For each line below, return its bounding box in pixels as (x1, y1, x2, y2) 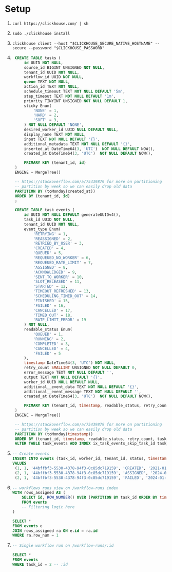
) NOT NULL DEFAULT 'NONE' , (24, 122, 84, 127)
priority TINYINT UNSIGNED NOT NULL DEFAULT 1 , (24, 98, 128, 103)
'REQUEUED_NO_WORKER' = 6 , (33, 255, 91, 261)
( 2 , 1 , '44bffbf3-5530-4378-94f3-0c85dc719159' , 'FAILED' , (14, 475, 144, 481)
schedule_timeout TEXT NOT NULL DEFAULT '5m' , (24, 89, 125, 94)
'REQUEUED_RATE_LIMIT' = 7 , (33, 260, 93, 265)
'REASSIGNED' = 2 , (33, 236, 72, 242)
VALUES (12, 461, 27, 466)
